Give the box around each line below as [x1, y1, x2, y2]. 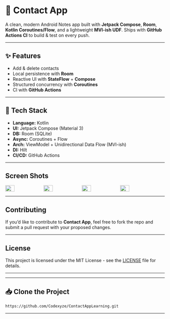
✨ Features [5, 52, 41, 60]
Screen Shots [5, 171, 49, 180]
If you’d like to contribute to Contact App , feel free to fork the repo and [5, 219, 153, 225]
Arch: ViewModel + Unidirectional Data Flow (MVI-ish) [12, 141, 126, 147]
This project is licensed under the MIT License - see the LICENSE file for [5, 258, 156, 263]
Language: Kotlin [12, 119, 49, 126]
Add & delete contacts [12, 65, 59, 71]
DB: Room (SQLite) [12, 131, 52, 137]
